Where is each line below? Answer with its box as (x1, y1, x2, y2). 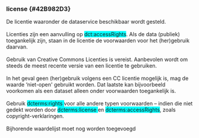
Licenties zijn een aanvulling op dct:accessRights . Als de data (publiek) (6, 31, 180, 38)
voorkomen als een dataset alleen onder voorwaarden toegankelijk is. (6, 88, 176, 95)
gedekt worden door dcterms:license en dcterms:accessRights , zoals (6, 106, 176, 114)
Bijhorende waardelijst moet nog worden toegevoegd (6, 125, 136, 132)
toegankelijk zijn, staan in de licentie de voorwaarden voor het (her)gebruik (6, 37, 190, 44)
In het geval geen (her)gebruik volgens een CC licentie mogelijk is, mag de (6, 75, 189, 82)
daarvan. (6, 43, 28, 50)
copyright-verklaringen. (6, 113, 64, 120)
